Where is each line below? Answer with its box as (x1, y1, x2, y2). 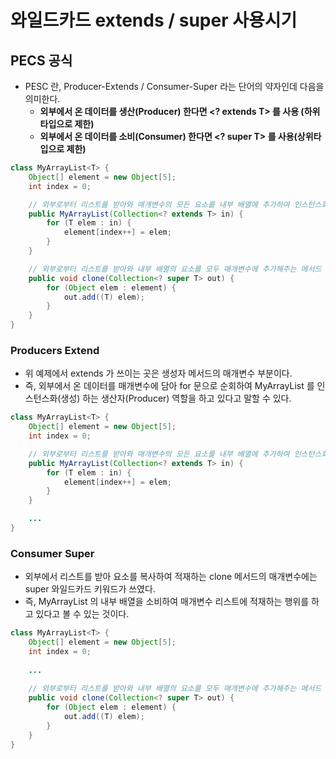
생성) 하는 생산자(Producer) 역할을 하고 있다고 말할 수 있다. (60, 392, 292, 405)
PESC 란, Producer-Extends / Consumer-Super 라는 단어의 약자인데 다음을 (24, 81, 325, 92)
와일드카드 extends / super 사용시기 (10, 9, 298, 32)
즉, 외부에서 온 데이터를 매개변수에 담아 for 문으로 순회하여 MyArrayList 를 (24, 380, 315, 392)
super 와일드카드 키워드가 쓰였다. (24, 583, 156, 595)
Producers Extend (10, 343, 100, 357)
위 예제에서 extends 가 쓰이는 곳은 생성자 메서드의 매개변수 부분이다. (24, 367, 293, 380)
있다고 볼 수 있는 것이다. (35, 608, 130, 620)
